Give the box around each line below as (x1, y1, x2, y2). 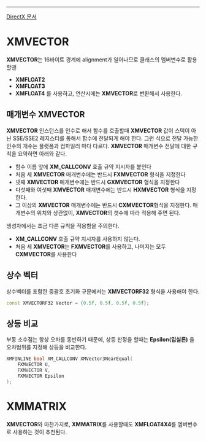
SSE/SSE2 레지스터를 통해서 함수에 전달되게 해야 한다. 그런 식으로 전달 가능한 (12, 135, 199, 142)
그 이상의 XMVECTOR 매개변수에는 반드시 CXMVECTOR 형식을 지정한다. (15, 201, 192, 209)
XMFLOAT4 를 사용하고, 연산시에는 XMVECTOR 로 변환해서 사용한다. (15, 90, 183, 97)
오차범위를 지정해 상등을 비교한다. (6, 343, 87, 351)
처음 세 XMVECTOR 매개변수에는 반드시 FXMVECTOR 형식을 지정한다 (15, 170, 186, 178)
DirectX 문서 (6, 13, 37, 20)
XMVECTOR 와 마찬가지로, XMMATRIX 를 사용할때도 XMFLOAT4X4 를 (6, 420, 177, 427)
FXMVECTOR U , (17, 362, 51, 368)
